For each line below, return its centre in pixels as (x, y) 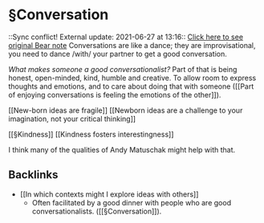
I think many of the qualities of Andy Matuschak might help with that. (122, 149)
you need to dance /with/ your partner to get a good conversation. (118, 54)
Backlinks (33, 175)
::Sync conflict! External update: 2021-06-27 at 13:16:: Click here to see (126, 37)
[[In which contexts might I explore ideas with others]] (109, 194)
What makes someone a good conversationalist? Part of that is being (123, 69)
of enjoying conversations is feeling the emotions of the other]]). (115, 94)
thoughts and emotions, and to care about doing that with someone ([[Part (131, 86)
